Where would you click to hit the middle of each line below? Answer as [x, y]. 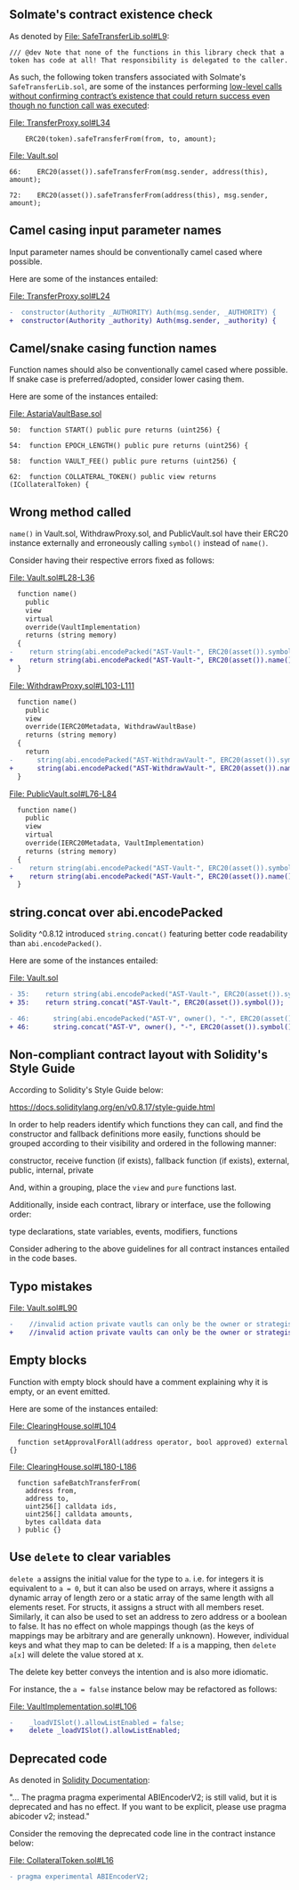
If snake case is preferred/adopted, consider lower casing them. [127, 379]
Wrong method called [70, 512]
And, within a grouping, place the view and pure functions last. [123, 1188]
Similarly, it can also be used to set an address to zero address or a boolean [148, 1616]
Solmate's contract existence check [111, 15]
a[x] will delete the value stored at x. [77, 1655]
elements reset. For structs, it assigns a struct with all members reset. [137, 1607]
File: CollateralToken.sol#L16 [61, 1861]
